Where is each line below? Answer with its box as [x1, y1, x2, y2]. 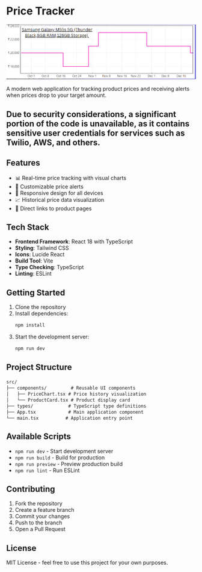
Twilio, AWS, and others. [6, 137, 100, 148]
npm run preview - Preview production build [14, 460, 123, 467]
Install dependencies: [14, 310, 69, 317]
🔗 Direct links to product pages [14, 205, 92, 212]
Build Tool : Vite [14, 257, 54, 264]
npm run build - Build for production [14, 453, 105, 461]
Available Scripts [6, 432, 71, 442]
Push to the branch [14, 519, 63, 526]
